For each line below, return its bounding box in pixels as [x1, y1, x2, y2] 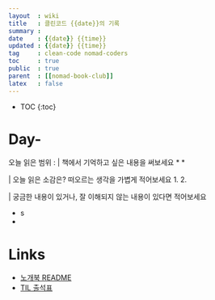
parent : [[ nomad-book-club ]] [8, 72, 114, 80]
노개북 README [19, 273, 72, 283]
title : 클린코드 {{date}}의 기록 [8, 19, 120, 27]
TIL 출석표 [19, 283, 53, 293]
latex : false [8, 79, 63, 87]
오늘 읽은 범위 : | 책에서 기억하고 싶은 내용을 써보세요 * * [8, 158, 186, 167]
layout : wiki [8, 11, 60, 20]
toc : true [8, 57, 60, 65]
